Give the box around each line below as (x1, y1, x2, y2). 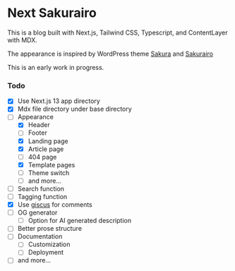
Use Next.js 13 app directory (17, 97, 100, 105)
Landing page (28, 136, 68, 145)
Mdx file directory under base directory (17, 104, 132, 114)
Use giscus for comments (17, 200, 93, 209)
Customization (28, 240, 71, 248)
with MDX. (7, 35, 37, 44)
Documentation (17, 232, 63, 241)
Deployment (28, 248, 64, 257)
